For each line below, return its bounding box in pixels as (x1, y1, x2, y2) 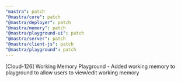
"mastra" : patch (5, 8, 45, 15)
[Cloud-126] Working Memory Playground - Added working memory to (5, 63, 176, 70)
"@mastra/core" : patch (5, 14, 61, 20)
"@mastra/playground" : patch (5, 47, 76, 53)
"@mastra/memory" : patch (5, 25, 66, 31)
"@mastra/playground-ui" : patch (5, 30, 84, 36)
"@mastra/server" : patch (5, 36, 66, 42)
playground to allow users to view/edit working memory (5, 69, 140, 76)
